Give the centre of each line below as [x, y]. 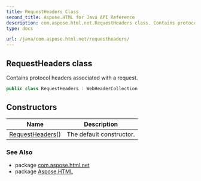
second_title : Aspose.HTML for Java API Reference [71, 17]
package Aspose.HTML [44, 171]
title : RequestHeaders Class [42, 12]
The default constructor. [101, 134]
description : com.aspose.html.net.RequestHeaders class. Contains [91, 23]
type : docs [20, 28]
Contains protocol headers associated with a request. [72, 78]
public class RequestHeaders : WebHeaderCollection [72, 88]
